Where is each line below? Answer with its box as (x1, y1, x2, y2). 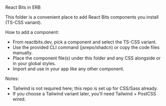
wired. (12, 96, 26, 102)
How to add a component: (5, 29, 60, 35)
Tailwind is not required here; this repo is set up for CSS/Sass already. (12, 85, 158, 91)
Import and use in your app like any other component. (12, 66, 125, 72)
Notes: (5, 76, 19, 81)
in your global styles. (12, 61, 57, 66)
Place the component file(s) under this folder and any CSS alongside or (12, 55, 161, 61)
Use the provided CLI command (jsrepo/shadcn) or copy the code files (12, 44, 160, 50)
